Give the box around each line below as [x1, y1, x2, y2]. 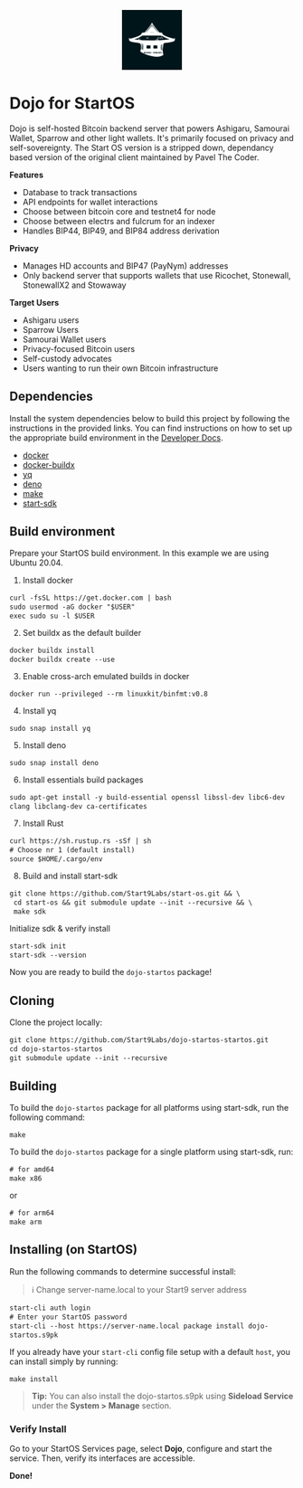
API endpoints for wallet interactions [22, 196, 158, 207]
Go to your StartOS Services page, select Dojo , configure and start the [9, 1444, 273, 1455]
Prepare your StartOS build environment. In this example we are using [9, 548, 270, 559]
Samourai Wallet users [22, 334, 107, 345]
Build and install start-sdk [22, 870, 118, 882]
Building [9, 1078, 57, 1094]
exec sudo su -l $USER [9, 611, 95, 621]
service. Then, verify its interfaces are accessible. [9, 1453, 196, 1464]
